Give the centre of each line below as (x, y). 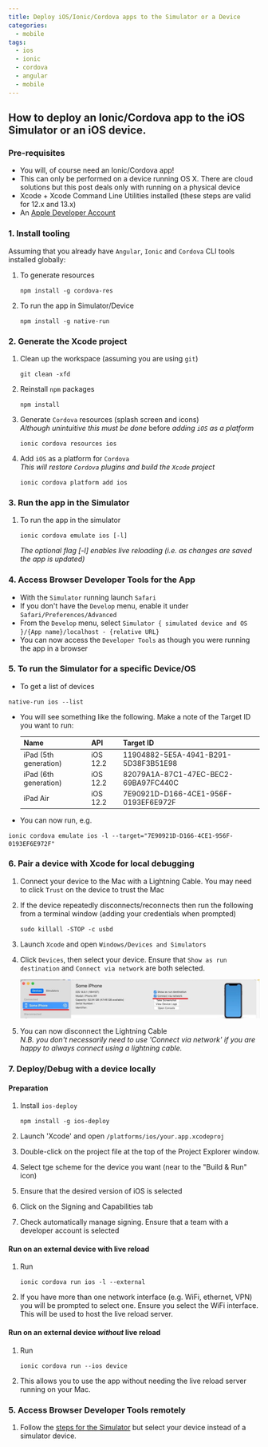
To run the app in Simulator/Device (77, 305)
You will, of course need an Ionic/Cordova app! (97, 170)
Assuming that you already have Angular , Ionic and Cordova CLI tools (122, 251)
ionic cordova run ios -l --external (83, 1282)
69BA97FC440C (151, 783)
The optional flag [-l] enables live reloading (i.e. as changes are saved (136, 551)
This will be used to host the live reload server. (96, 1314)
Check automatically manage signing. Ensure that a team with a (124, 1222)
